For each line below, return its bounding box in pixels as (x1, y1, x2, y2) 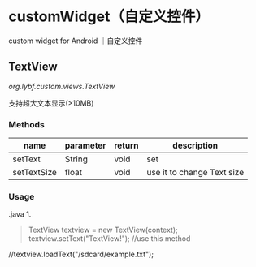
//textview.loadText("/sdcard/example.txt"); (8, 249, 154, 260)
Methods (8, 118, 45, 130)
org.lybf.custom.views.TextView (8, 81, 115, 91)
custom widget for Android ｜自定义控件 (8, 36, 143, 45)
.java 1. (8, 209, 32, 219)
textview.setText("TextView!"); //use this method (28, 234, 191, 243)
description (172, 140, 219, 151)
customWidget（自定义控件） (8, 7, 210, 26)
